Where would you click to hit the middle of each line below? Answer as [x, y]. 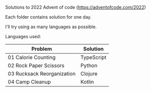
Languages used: [23, 36]
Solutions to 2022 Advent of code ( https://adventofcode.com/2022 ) [75, 7]
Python [89, 66]
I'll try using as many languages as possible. [51, 27]
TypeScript [93, 57]
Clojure [89, 74]
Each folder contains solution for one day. [48, 17]
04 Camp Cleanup [29, 82]
